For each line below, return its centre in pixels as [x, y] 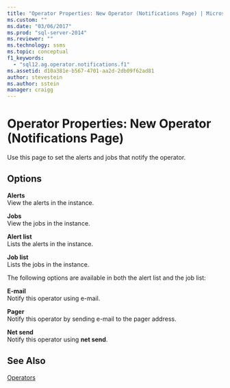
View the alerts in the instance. [51, 202]
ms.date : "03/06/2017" [39, 26]
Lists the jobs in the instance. [48, 264]
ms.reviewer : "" [30, 39]
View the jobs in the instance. [49, 223]
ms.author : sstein [33, 84]
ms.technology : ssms [37, 45]
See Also [26, 361]
